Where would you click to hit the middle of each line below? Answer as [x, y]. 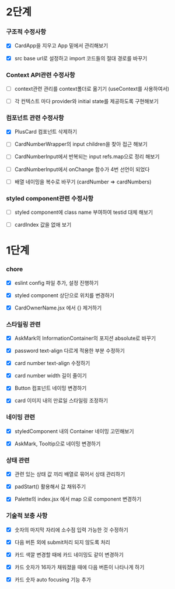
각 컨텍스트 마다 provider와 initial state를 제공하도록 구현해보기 [86, 101]
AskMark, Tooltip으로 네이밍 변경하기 [57, 444]
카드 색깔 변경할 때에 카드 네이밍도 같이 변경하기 [69, 554]
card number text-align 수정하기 [52, 363]
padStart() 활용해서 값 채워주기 [50, 486]
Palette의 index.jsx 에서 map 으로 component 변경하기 [78, 499]
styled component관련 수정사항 [50, 198]
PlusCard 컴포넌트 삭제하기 [46, 132]
